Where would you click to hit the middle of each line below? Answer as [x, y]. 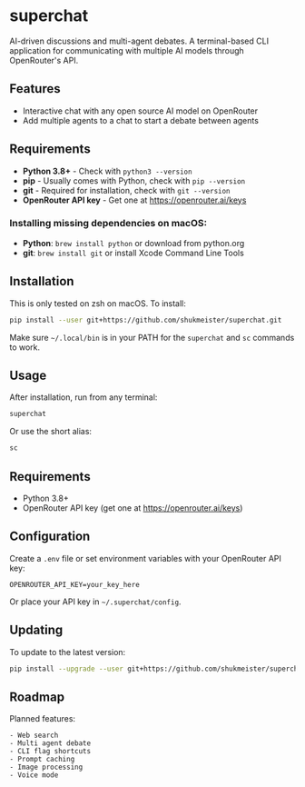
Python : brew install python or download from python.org [133, 243]
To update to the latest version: [68, 652]
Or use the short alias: [51, 432]
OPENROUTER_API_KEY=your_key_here [75, 584]
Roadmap [37, 697]
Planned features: [42, 719]
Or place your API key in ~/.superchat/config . [95, 602]
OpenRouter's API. [44, 60]
